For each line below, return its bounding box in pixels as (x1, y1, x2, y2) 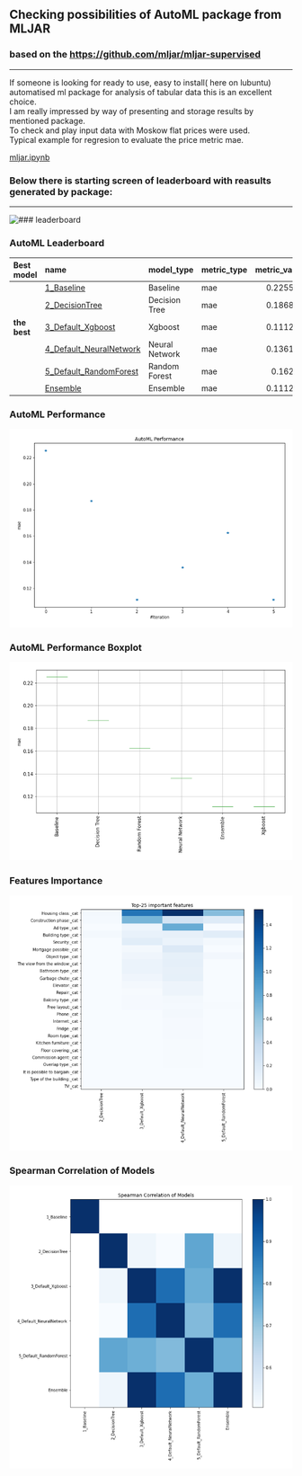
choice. (9, 96, 38, 107)
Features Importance (9, 874, 103, 886)
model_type (147, 264, 194, 275)
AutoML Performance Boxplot (9, 641, 142, 654)
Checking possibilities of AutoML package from (9, 7, 282, 22)
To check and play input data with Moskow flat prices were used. (9, 125, 251, 136)
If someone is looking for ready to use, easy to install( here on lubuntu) (9, 76, 271, 88)
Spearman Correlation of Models (9, 1164, 155, 1177)
